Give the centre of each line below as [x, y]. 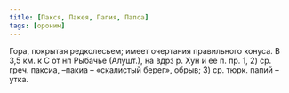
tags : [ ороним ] [37, 26]
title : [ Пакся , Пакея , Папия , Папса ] [79, 17]
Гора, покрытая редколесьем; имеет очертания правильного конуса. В [144, 50]
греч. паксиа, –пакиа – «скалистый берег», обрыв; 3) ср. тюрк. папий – [144, 70]
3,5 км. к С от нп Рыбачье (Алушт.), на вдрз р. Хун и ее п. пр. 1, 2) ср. [140, 60]
